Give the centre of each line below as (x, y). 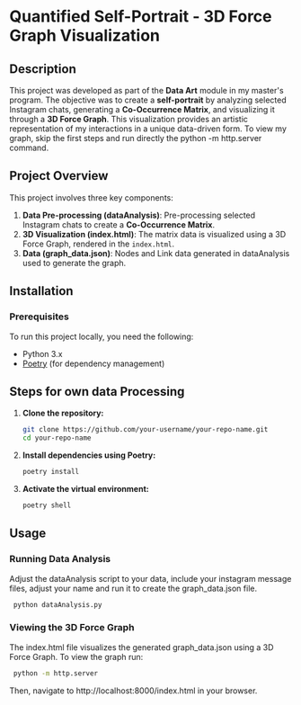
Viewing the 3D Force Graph (72, 628)
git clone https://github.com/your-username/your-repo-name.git (145, 430)
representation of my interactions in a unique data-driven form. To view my (148, 129)
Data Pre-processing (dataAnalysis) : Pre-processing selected (139, 215)
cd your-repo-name (57, 438)
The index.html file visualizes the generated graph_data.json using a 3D (142, 647)
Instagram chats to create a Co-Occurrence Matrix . (119, 224)
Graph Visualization (84, 36)
